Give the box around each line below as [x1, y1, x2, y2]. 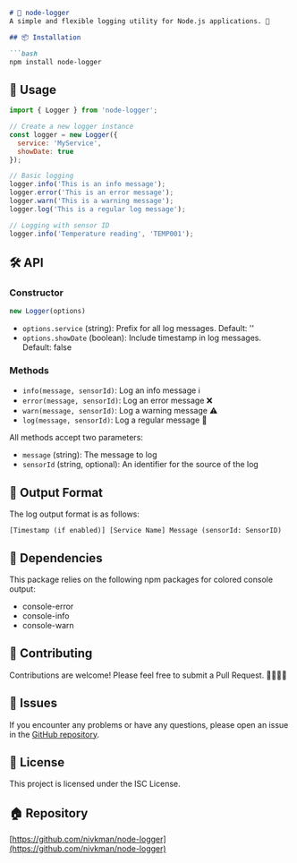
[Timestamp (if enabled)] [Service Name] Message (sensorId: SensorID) [9, 526, 282, 535]
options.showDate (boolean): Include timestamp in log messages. [21, 332, 262, 344]
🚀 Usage [9, 81, 56, 98]
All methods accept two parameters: [9, 432, 143, 443]
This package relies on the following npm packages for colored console [9, 574, 274, 585]
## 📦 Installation [9, 32, 81, 42]
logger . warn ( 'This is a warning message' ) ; [9, 197, 174, 206]
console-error [21, 601, 74, 612]
